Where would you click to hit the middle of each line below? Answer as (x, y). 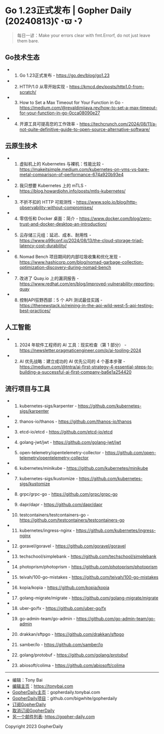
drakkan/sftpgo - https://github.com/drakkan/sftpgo (72, 634)
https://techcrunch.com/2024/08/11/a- (118, 124)
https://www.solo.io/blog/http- (107, 202)
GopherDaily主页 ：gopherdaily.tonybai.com (56, 692)
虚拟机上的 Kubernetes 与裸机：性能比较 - (61, 164)
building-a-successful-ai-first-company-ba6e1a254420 (75, 372)
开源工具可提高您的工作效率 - (49, 124)
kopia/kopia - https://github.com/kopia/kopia (64, 587)
